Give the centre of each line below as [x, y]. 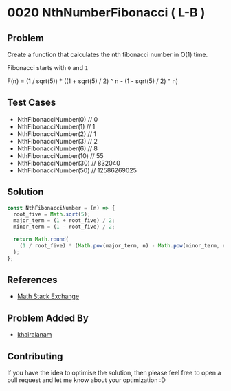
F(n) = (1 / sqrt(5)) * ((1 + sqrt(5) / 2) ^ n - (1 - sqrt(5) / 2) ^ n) [93, 81]
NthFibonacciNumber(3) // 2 [57, 141]
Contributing [35, 356]
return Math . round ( [41, 239]
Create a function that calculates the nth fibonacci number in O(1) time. [108, 54]
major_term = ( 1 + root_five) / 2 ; [64, 221]
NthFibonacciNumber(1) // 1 [56, 126]
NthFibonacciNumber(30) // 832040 [68, 163]
